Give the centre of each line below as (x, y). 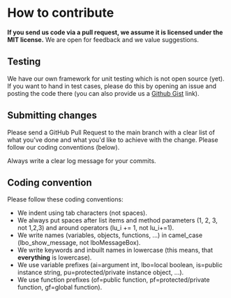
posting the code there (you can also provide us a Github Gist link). (103, 93)
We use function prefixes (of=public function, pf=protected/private (113, 280)
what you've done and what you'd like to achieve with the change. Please (113, 140)
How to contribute (61, 13)
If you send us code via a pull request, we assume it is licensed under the (115, 32)
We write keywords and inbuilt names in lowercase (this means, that (115, 250)
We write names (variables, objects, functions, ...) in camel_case (110, 235)
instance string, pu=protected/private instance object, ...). (100, 272)
